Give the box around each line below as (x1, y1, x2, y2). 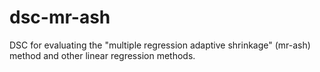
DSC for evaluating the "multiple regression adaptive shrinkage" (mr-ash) (9, 39, 311, 51)
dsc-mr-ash (9, 6, 111, 29)
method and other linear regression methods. (9, 49, 196, 61)
